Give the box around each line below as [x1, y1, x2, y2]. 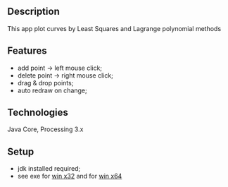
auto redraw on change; [17, 86, 87, 95]
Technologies [7, 107, 69, 119]
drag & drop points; [17, 78, 74, 87]
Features [7, 45, 47, 57]
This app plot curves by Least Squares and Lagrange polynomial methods [7, 24, 222, 32]
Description [7, 6, 60, 18]
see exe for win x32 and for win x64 [17, 172, 122, 181]
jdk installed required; [17, 164, 81, 173]
